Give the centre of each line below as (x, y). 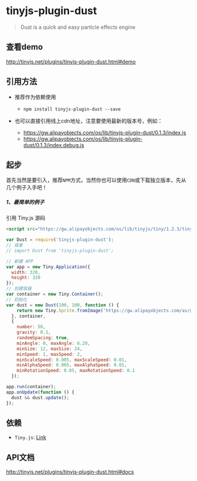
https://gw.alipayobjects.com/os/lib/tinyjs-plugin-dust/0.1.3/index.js (105, 132)
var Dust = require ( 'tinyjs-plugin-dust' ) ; (60, 240)
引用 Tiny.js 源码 (26, 218)
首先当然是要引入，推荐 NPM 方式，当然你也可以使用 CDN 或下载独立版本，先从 (96, 180)
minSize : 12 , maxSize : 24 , (50, 349)
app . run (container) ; (31, 387)
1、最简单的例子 (26, 202)
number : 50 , (31, 327)
